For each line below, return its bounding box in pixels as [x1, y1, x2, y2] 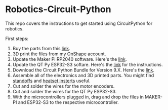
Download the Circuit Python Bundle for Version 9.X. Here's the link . [12, 67, 154, 73]
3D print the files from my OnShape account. [12, 51, 106, 57]
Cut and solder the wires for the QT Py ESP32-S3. [12, 88, 117, 94]
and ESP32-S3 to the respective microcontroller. [18, 99, 119, 105]
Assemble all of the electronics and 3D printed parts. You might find [12, 72, 154, 78]
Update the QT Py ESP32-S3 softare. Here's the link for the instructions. [12, 61, 163, 67]
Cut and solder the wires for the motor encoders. [12, 83, 115, 89]
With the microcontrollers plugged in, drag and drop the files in [12, 94, 144, 100]
